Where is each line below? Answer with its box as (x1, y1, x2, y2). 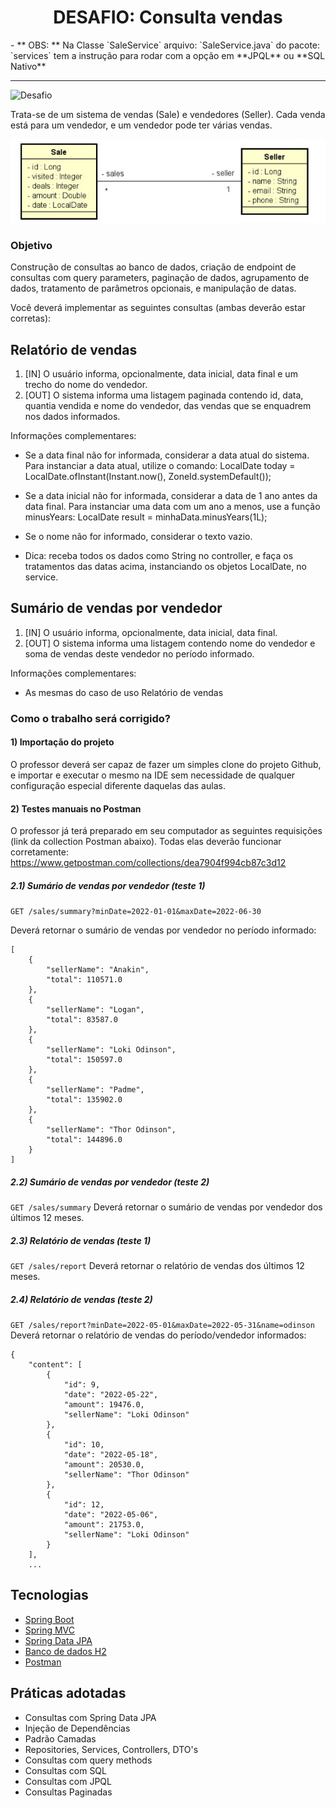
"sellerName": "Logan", (46, 1005, 145, 1015)
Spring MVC (24, 1624, 76, 1636)
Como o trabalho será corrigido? (10, 711, 171, 725)
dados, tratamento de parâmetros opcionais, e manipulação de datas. (10, 282, 297, 295)
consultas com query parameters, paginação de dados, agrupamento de (10, 272, 310, 284)
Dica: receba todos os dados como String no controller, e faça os (24, 549, 294, 561)
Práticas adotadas (10, 1685, 127, 1702)
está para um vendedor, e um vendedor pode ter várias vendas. (10, 119, 273, 131)
